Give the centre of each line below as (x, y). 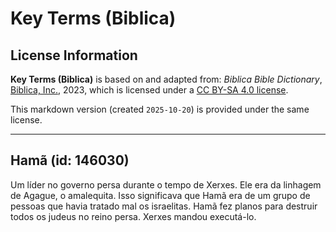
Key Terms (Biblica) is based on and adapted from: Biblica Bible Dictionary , (166, 79)
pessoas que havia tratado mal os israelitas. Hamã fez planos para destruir (164, 206)
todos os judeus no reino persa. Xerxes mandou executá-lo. (133, 216)
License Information (74, 55)
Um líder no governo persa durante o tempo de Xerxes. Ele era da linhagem (166, 184)
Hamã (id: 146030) (70, 160)
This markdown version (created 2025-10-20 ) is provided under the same (160, 109)
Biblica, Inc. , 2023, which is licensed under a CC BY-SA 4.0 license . (149, 90)
